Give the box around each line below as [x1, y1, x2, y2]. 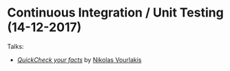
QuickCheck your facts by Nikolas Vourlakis [17, 55, 142, 63]
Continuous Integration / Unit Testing [7, 5, 224, 21]
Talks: [7, 42, 24, 50]
